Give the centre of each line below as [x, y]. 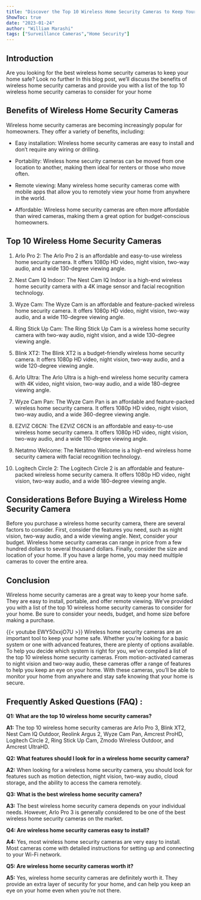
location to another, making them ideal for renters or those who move [100, 167]
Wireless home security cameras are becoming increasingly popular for [94, 125]
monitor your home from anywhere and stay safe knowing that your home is [100, 677]
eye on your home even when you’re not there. [64, 890]
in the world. [30, 198]
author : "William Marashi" [40, 28]
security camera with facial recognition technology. [78, 456]
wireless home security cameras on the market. [65, 819]
